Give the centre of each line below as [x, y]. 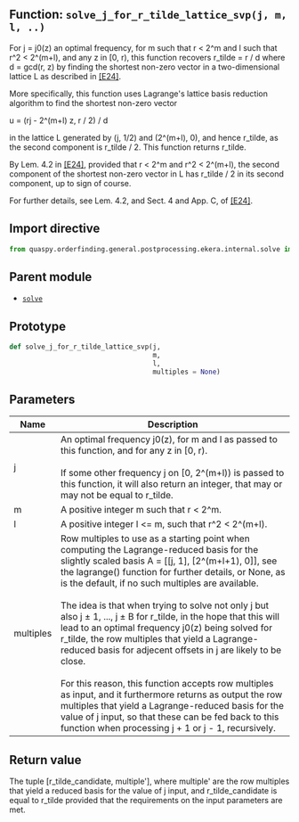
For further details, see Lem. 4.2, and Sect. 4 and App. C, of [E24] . [131, 201]
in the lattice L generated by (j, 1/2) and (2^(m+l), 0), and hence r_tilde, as [144, 137]
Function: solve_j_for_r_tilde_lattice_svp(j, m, [148, 15]
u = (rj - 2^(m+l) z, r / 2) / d [59, 120]
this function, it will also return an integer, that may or [172, 484]
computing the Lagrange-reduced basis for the [160, 550]
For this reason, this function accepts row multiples [167, 684]
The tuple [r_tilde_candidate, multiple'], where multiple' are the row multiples [149, 781]
